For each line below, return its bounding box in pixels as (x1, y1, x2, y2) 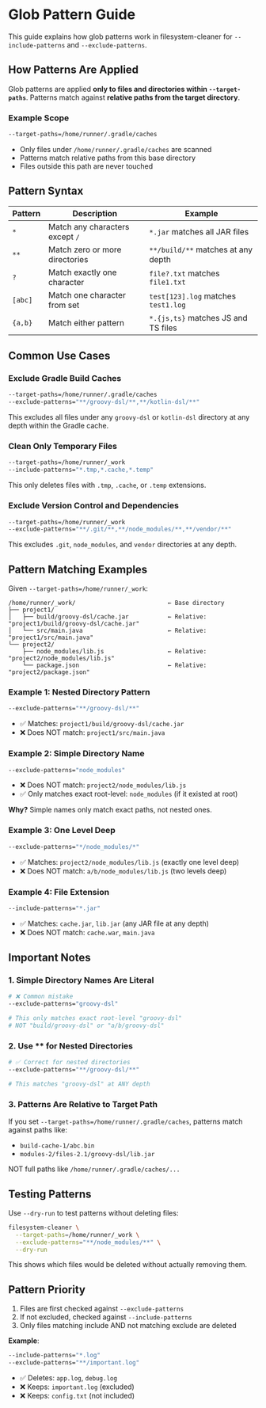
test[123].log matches (149, 291, 236, 302)
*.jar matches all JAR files (149, 226, 249, 237)
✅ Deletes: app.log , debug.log (19, 1373, 117, 1383)
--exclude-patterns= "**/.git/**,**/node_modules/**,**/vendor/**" (8, 525, 232, 534)
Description (72, 207, 118, 219)
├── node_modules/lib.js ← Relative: (22, 648, 207, 656)
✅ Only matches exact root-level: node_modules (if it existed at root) (19, 790, 238, 799)
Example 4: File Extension (8, 886, 109, 897)
